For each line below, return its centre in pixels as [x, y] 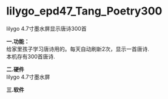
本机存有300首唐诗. [31, 56]
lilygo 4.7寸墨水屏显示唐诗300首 [46, 28]
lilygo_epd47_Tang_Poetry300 [84, 11]
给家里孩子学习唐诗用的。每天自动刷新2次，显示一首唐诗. [78, 49]
